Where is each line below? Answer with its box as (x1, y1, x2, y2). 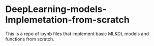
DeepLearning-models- (5, 3, 107, 15)
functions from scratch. (5, 36, 54, 42)
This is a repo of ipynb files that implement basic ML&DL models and (5, 30, 149, 36)
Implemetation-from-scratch (5, 14, 130, 25)
